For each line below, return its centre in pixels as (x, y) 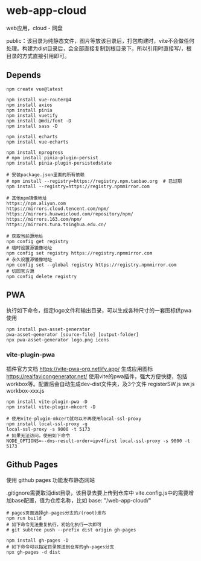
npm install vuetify (32, 115)
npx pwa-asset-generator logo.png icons (58, 340)
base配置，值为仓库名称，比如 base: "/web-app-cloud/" (81, 500)
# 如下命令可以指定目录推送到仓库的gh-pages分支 (60, 547)
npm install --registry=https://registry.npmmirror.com (78, 186)
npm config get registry (37, 241)
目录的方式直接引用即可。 (38, 55)
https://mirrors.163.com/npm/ (44, 219)
